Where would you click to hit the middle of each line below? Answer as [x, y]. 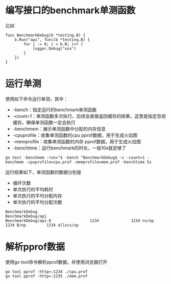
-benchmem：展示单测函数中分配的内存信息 [59, 128]
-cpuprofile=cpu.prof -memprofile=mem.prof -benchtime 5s [89, 162]
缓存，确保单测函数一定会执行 [44, 122]
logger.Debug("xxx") [54, 48]
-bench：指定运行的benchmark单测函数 [55, 110]
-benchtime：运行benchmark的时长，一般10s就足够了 [69, 148]
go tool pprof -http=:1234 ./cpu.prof [46, 272]
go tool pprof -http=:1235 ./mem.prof [46, 276]
